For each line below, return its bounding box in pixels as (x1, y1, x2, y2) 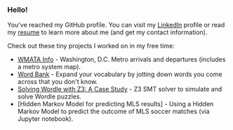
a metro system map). (17, 63, 81, 71)
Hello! (7, 5, 28, 15)
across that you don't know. (17, 78, 98, 86)
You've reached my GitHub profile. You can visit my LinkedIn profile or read (7, 21, 225, 29)
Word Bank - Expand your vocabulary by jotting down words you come (17, 70, 222, 78)
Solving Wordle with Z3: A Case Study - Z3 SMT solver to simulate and (17, 85, 222, 94)
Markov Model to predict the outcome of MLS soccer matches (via (17, 107, 210, 116)
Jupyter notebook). (17, 115, 74, 123)
